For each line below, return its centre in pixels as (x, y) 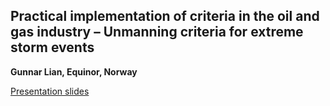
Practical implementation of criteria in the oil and (165, 16)
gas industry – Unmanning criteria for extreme (157, 32)
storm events (52, 47)
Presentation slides (50, 91)
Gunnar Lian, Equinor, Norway (74, 71)
